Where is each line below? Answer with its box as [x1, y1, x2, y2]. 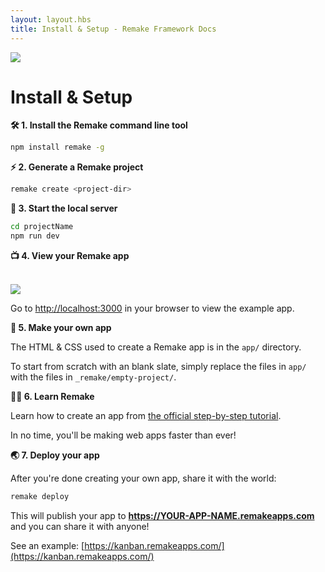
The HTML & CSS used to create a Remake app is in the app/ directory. [10, 341, 302, 353]
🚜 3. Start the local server [10, 202, 118, 215]
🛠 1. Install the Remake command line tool [10, 119, 188, 131]
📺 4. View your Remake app [10, 249, 130, 261]
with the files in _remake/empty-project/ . [10, 371, 177, 383]
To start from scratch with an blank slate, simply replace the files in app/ [10, 360, 307, 372]
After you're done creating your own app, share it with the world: [10, 472, 277, 484]
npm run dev [10, 231, 60, 241]
